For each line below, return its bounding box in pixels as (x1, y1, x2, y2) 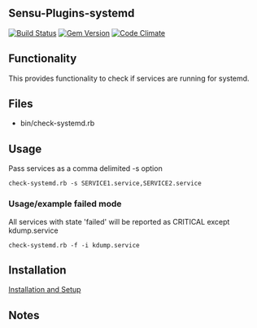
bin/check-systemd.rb (20, 118, 95, 129)
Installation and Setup (8, 285, 81, 295)
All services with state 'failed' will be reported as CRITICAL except (8, 216, 230, 226)
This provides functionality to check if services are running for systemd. (8, 73, 250, 83)
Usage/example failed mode (8, 199, 122, 210)
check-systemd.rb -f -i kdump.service (8, 241, 140, 249)
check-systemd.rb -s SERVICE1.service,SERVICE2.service (8, 179, 202, 188)
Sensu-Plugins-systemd (8, 7, 135, 20)
